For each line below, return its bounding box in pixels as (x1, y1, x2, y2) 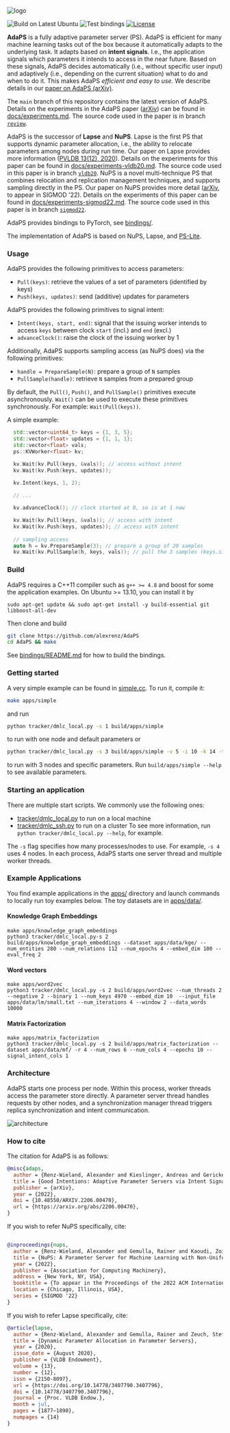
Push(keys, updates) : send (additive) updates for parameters (16, 292, 190, 301)
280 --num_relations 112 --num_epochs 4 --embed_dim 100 (47, 946, 213, 952)
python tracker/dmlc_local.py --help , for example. (16, 828, 164, 836)
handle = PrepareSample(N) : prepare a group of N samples (16, 368, 181, 376)
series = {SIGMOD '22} (13, 1292, 78, 1299)
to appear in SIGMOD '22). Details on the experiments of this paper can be (7, 191, 218, 199)
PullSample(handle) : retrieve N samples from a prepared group (16, 374, 194, 383)
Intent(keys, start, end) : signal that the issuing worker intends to (16, 319, 207, 327)
